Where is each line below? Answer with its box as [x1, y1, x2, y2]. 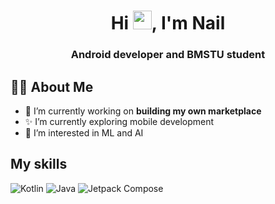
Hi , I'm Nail [110, 12, 226, 35]
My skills [10, 156, 68, 173]
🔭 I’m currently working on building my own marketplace [24, 105, 262, 117]
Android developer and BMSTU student [70, 48, 266, 62]
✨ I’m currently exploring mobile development [24, 115, 215, 127]
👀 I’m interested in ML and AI [24, 126, 144, 139]
